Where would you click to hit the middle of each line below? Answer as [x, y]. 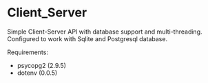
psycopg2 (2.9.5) [42, 65]
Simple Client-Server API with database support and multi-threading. [105, 32]
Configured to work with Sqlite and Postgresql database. [87, 38]
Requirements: [28, 52]
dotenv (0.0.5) [37, 73]
